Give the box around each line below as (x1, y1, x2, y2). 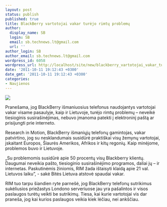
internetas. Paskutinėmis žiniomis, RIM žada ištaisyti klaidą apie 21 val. (5, 165, 150, 171)
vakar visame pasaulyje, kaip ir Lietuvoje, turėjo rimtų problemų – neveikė (5, 109, 156, 115)
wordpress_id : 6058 (5, 58, 46, 63)
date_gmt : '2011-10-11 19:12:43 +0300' (5, 72, 88, 77)
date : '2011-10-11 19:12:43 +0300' (5, 68, 79, 72)
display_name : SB (9, 30, 46, 35)
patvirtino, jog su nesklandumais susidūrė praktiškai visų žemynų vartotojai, (5, 135, 160, 140)
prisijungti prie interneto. (5, 120, 56, 126)
